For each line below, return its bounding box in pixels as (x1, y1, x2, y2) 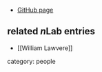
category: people (7, 57, 57, 65)
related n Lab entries (7, 25, 95, 37)
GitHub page (17, 6, 54, 14)
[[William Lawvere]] (17, 44, 73, 52)
